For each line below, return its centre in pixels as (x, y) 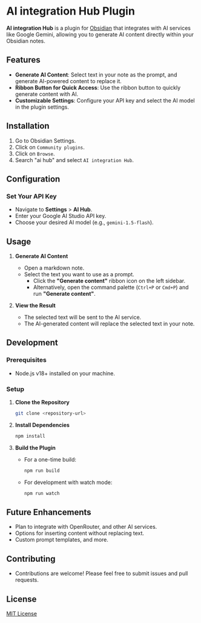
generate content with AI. (47, 94)
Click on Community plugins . (50, 147)
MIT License (22, 613)
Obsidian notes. (26, 41)
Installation (28, 126)
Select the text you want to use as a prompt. (79, 274)
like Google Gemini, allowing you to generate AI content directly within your (100, 34)
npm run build (42, 471)
